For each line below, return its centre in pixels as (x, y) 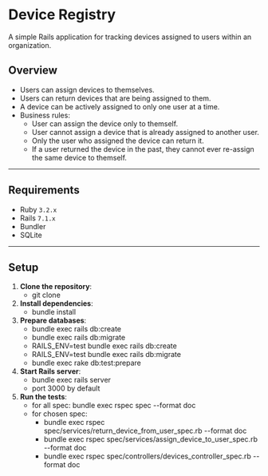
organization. (30, 45)
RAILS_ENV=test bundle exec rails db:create (104, 346)
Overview (33, 71)
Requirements (44, 190)
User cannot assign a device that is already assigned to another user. (145, 132)
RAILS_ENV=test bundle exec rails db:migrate (106, 355)
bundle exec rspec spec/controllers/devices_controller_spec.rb (147, 456)
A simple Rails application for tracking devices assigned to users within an (130, 37)
